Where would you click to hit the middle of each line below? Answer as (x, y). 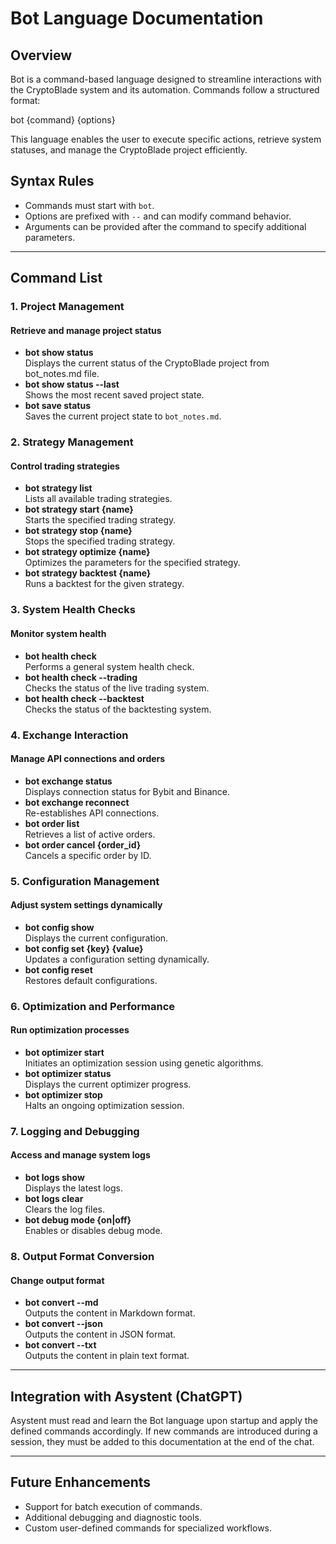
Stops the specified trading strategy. (100, 541)
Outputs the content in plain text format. (107, 1356)
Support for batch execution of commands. (113, 1506)
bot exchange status (68, 781)
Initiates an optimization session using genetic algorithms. (144, 1063)
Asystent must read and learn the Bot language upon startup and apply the (164, 1421)
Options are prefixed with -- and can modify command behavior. (158, 216)
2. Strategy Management (72, 442)
